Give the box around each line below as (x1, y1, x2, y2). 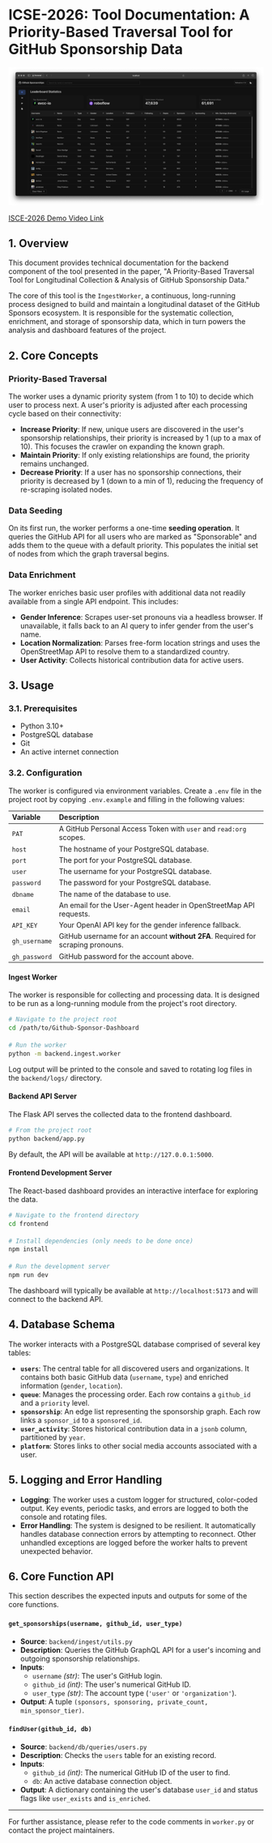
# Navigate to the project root (8, 1015, 117, 1024)
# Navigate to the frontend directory (8, 1211, 139, 1219)
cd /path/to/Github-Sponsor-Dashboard (8, 1024, 139, 1032)
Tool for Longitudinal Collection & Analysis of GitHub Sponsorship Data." (8, 275, 249, 285)
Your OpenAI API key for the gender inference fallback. (58, 920, 241, 930)
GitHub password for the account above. (58, 951, 194, 961)
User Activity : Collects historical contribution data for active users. (19, 655, 244, 665)
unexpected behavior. (19, 1546, 93, 1556)
